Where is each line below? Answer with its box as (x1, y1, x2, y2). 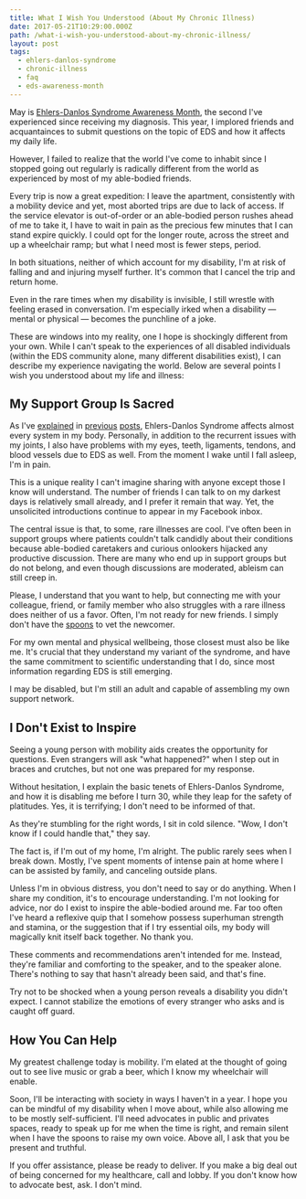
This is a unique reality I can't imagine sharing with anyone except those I (9, 477, 286, 488)
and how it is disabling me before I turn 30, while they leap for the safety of (9, 791, 292, 802)
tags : (9, 48, 30, 57)
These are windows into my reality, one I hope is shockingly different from (9, 331, 289, 342)
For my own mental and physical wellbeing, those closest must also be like (9, 637, 290, 648)
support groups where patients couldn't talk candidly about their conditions (9, 534, 294, 545)
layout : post (9, 38, 59, 48)
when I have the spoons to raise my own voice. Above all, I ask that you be (9, 1132, 290, 1143)
